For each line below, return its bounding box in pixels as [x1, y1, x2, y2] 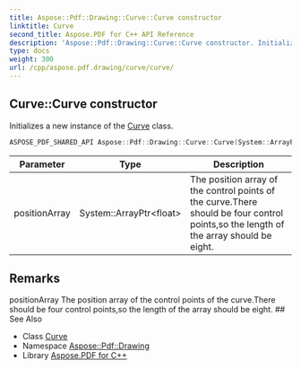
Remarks [9, 270, 61, 286]
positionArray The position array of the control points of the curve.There [9, 294, 276, 305]
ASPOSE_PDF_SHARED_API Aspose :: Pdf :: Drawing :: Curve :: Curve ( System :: [9, 137, 271, 146]
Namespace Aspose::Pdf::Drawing [21, 340, 150, 351]
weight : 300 [9, 55, 54, 64]
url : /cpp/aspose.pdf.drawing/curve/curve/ [9, 64, 175, 73]
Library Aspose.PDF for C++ [21, 350, 128, 361]
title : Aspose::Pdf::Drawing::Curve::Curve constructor [9, 13, 222, 22]
